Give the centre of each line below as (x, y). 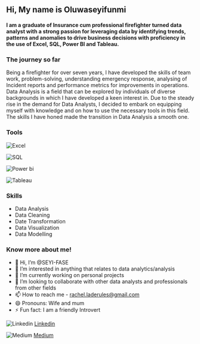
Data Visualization (37, 228)
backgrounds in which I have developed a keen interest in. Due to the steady (100, 98)
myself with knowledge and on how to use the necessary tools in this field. (98, 110)
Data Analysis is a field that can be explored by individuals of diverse (91, 91)
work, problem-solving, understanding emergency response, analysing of (97, 79)
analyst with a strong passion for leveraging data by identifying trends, (96, 31)
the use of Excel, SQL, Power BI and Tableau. (63, 44)
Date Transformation (40, 221)
